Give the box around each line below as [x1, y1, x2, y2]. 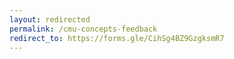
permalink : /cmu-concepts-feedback [9, 24, 158, 34]
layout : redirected [9, 14, 91, 25]
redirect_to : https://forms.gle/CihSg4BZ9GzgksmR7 [9, 33, 225, 43]
